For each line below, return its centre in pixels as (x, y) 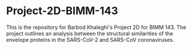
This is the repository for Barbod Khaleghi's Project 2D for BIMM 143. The (96, 27)
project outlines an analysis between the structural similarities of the (90, 33)
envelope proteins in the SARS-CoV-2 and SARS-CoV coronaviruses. (90, 40)
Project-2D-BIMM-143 (62, 11)
